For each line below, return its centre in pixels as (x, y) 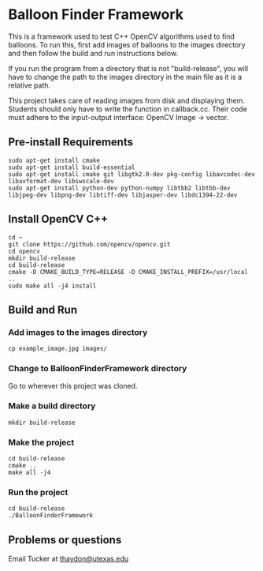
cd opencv (24, 251)
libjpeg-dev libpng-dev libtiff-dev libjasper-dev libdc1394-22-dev (123, 195)
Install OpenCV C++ (58, 219)
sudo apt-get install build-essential (72, 167)
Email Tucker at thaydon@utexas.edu (69, 559)
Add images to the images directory (78, 332)
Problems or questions (65, 540)
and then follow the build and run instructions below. (93, 53)
